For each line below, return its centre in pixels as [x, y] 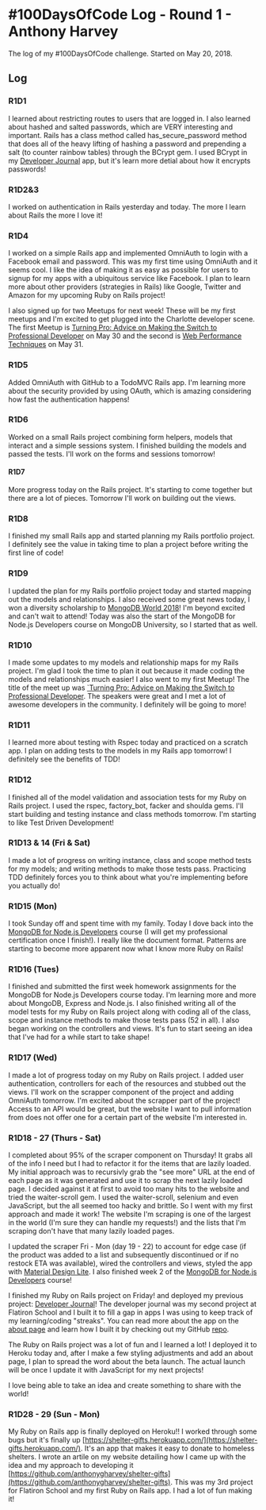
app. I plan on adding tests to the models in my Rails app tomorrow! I [120, 751]
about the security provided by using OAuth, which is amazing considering [130, 391]
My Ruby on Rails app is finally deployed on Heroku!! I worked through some [133, 1431]
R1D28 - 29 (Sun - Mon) [54, 1414]
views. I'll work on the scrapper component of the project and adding [121, 1092]
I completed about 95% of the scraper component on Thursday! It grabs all [131, 1155]
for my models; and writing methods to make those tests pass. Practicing [127, 869]
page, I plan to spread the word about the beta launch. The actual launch [127, 1361]
